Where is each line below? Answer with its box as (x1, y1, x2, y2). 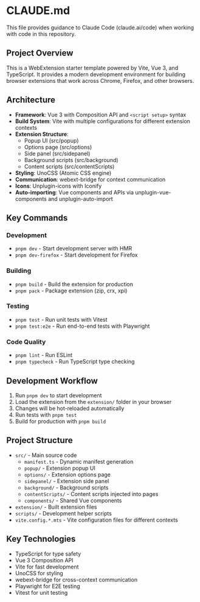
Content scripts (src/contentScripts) (24, 163, 115, 170)
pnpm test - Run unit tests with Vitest (15, 316, 108, 323)
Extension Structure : (15, 130, 69, 138)
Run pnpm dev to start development (15, 391, 102, 399)
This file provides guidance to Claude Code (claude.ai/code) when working (6, 24, 195, 31)
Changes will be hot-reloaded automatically (15, 405, 125, 412)
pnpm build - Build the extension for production (15, 280, 134, 288)
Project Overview (6, 48, 74, 58)
